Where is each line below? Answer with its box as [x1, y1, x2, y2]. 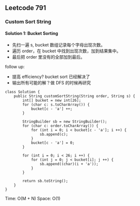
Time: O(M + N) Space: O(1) [5, 195, 61, 201]
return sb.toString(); [22, 178, 68, 183]
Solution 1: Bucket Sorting [5, 30, 58, 36]
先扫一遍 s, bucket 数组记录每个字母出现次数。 [12, 42, 105, 48]
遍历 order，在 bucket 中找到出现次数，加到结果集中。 [12, 48, 121, 54]
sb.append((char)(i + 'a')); [39, 161, 98, 166]
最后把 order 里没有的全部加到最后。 [12, 54, 85, 60]
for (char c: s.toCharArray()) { [22, 102, 90, 107]
